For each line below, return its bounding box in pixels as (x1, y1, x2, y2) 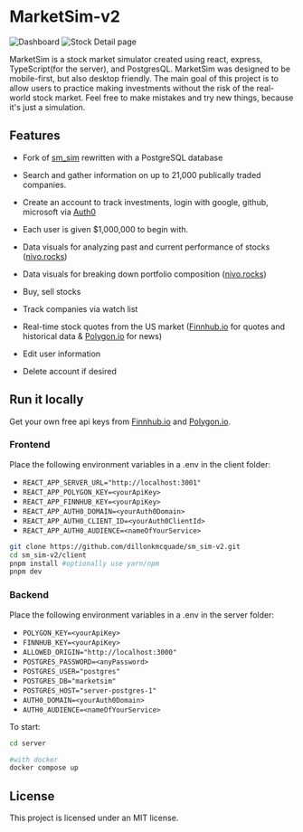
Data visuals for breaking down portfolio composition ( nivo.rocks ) (22, 269, 267, 279)
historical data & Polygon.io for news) (22, 330, 163, 341)
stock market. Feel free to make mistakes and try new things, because (32, 92, 294, 103)
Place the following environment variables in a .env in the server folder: (9, 609, 274, 620)
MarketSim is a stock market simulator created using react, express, (9, 53, 263, 64)
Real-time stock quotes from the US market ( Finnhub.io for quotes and (22, 321, 286, 332)
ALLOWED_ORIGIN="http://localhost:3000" (22, 648, 177, 657)
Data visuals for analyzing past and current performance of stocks (22, 241, 270, 252)
